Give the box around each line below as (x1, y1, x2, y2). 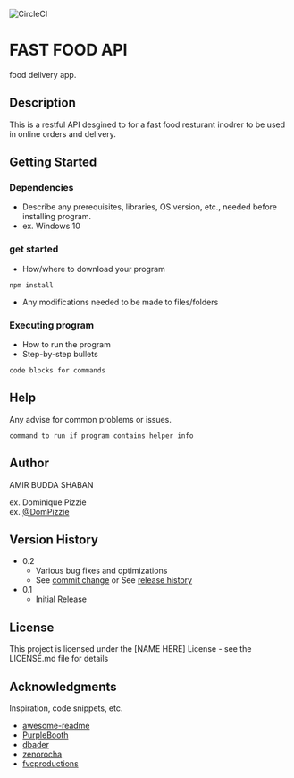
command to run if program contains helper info (9, 431, 194, 440)
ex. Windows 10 (21, 220, 80, 232)
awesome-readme (21, 721, 90, 731)
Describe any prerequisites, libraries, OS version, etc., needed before (21, 201, 278, 212)
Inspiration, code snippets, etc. (9, 703, 123, 714)
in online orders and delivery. (9, 128, 116, 139)
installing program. (21, 211, 92, 222)
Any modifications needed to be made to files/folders (21, 296, 219, 307)
